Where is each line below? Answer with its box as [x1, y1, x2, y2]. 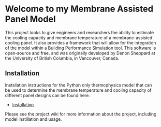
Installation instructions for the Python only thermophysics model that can [5, 82, 152, 88]
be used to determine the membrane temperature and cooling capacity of [5, 87, 152, 93]
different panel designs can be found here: [5, 92, 90, 98]
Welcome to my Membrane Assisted [5, 3, 154, 14]
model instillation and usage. [5, 116, 62, 122]
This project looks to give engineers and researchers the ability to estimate [5, 29, 154, 35]
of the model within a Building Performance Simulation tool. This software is [5, 45, 156, 51]
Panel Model [5, 14, 56, 25]
